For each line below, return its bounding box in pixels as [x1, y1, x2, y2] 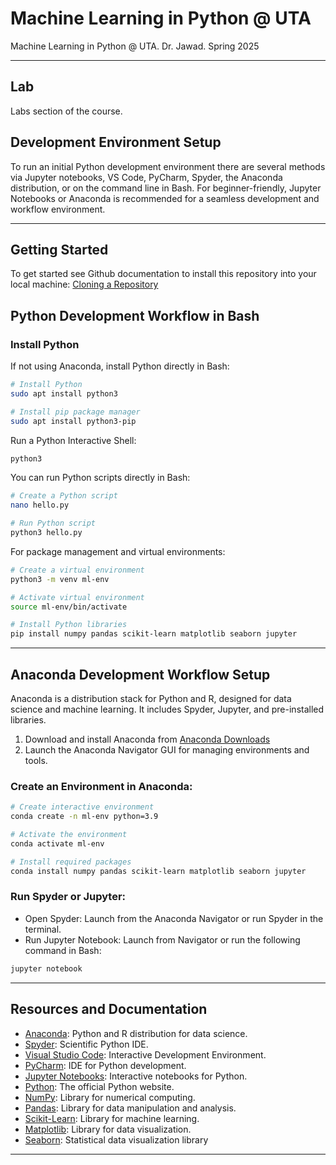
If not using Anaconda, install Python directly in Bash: [10, 360, 230, 372]
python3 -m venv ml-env [10, 574, 110, 584]
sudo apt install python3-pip [10, 416, 137, 426]
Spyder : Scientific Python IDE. [24, 1038, 149, 1050]
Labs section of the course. [10, 105, 123, 117]
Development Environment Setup [10, 134, 222, 151]
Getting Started [10, 241, 109, 258]
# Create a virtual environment [10, 565, 145, 575]
